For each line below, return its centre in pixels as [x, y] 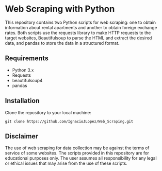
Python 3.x [23, 70]
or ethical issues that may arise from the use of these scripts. [66, 163]
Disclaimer [22, 136]
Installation [22, 101]
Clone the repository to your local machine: [48, 112]
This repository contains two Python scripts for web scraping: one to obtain [81, 22]
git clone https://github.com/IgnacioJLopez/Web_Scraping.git [69, 121]
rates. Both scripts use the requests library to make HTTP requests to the [78, 33]
